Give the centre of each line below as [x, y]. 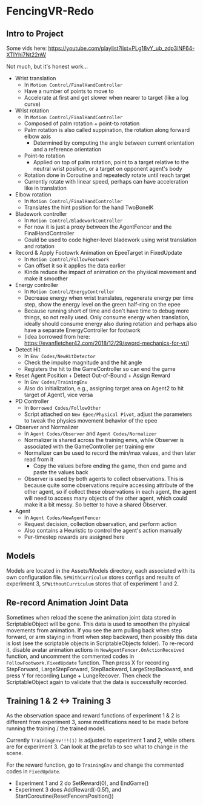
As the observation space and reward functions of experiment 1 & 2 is [93, 716]
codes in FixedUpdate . [33, 772]
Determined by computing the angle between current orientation [114, 143]
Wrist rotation [32, 110]
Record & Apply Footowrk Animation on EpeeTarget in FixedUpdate [98, 253]
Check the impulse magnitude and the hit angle [83, 362]
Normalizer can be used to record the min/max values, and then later [110, 453]
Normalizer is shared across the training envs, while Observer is [104, 440]
